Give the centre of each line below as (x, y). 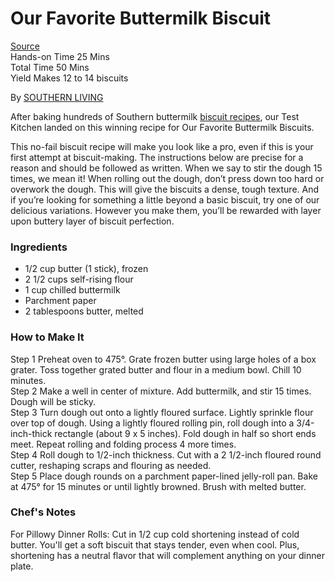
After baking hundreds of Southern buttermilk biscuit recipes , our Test (155, 116)
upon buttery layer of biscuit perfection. (92, 221)
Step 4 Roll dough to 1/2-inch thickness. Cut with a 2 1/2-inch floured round (166, 454)
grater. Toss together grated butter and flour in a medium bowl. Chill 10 (156, 369)
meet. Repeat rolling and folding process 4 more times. (123, 444)
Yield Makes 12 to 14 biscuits (69, 78)
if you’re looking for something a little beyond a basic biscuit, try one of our (165, 199)
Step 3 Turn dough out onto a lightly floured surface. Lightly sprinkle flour (162, 412)
